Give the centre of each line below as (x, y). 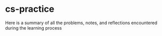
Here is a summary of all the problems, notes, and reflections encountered (81, 23)
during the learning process (34, 28)
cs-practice (30, 9)
